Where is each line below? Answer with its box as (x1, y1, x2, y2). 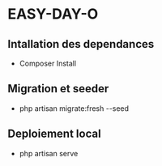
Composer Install (19, 58, 77, 68)
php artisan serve (19, 148, 79, 158)
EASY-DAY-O (7, 5, 99, 23)
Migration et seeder (7, 82, 109, 96)
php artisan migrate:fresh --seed (19, 103, 130, 113)
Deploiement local (7, 127, 102, 141)
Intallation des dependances (7, 37, 155, 51)
